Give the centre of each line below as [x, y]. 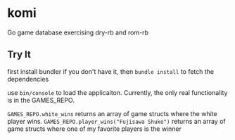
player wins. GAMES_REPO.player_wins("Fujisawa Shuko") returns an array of [117, 121]
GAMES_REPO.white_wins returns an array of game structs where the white [112, 113]
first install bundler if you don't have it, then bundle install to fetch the [111, 71]
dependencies [28, 79]
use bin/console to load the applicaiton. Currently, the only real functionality [118, 92]
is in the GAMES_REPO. [41, 100]
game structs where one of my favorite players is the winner [94, 129]
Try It [19, 55]
